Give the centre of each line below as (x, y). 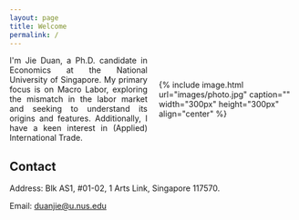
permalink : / (34, 35)
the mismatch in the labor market (78, 99)
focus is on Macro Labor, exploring (78, 90)
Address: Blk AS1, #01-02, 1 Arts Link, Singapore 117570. (115, 188)
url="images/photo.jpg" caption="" (225, 94)
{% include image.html (201, 85)
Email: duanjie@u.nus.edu (58, 206)
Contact (33, 166)
